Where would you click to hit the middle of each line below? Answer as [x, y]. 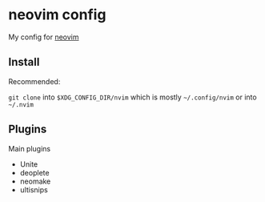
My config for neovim [44, 37]
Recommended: [34, 81]
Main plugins [29, 148]
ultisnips [34, 189]
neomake [35, 181]
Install [24, 62]
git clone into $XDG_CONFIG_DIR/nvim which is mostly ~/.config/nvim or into [133, 97]
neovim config [57, 15]
